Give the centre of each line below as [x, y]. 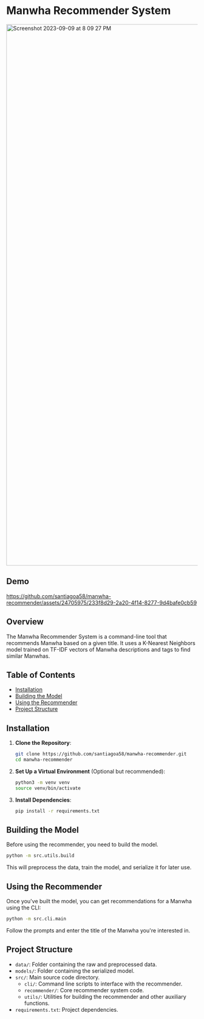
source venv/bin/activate [48, 788]
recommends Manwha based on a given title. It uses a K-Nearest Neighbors [101, 643]
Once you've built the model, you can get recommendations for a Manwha [99, 901]
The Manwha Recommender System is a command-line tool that [87, 636]
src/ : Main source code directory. [57, 977]
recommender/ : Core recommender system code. [84, 990]
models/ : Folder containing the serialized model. [75, 971]
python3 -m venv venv [42, 782]
